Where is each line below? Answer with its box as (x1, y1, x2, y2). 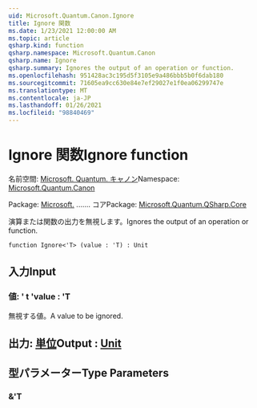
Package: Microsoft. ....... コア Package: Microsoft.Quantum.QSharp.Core (8, 199, 247, 209)
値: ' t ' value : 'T (8, 291, 70, 302)
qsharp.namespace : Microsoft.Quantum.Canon (8, 49, 156, 57)
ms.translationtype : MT (8, 86, 88, 95)
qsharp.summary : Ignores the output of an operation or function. (8, 64, 235, 72)
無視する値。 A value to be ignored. (8, 311, 123, 320)
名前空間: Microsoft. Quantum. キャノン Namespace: (8, 173, 180, 183)
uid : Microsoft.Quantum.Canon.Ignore (8, 11, 135, 20)
